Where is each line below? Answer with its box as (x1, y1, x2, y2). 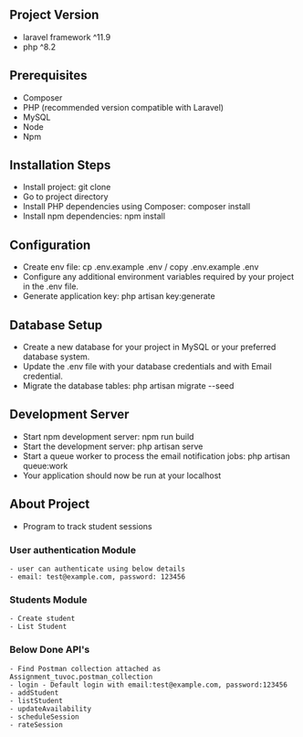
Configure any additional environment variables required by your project (22, 272, 295, 283)
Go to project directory (22, 191, 109, 202)
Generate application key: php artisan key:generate (22, 291, 216, 302)
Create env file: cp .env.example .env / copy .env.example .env (22, 262, 259, 272)
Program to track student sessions (22, 520, 152, 531)
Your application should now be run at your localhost (22, 470, 222, 481)
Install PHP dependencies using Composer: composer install (22, 201, 251, 212)
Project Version (9, 7, 99, 23)
